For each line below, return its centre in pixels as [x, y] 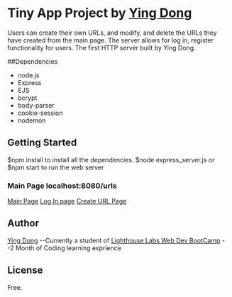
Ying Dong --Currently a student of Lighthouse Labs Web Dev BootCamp [114, 240]
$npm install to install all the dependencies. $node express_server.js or [111, 159]
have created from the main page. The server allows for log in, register [111, 40]
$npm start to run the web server [56, 167]
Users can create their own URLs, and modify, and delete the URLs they [112, 33]
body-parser [36, 105]
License [25, 270]
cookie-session [40, 113]
